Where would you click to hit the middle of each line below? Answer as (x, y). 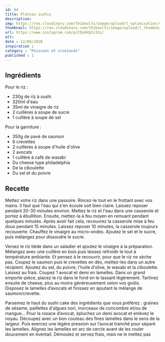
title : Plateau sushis (28, 14)
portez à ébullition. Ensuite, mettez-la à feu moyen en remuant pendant (77, 216)
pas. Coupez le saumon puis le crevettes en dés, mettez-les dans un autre (80, 262)
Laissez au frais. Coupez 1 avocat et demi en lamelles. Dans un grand (75, 272)
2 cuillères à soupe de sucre (41, 112)
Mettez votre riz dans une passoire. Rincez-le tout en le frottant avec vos (79, 200)
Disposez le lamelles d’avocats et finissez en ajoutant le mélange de (74, 288)
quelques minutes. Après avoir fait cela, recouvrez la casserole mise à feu (80, 221)
